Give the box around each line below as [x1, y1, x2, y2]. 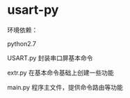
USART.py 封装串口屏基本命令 [7, 54, 93, 62]
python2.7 [7, 39, 37, 48]
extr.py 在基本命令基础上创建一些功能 [7, 68, 114, 77]
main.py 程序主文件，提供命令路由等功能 [7, 83, 123, 91]
